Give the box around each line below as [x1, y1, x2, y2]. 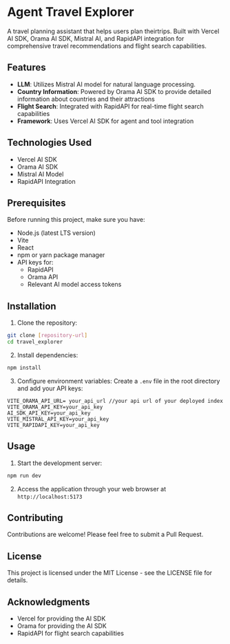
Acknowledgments [7, 596, 91, 608]
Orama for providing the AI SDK [17, 621, 107, 629]
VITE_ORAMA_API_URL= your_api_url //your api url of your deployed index [7, 397, 224, 404]
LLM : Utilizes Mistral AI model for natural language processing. [17, 80, 196, 88]
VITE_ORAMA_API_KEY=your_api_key [7, 404, 103, 410]
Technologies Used [7, 137, 92, 149]
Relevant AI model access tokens [27, 281, 122, 289]
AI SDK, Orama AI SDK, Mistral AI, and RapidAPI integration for [7, 34, 185, 42]
